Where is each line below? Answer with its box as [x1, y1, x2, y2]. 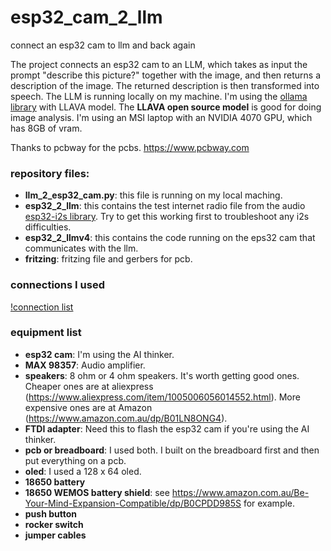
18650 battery [24, 476, 86, 488]
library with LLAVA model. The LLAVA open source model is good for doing [10, 101, 322, 113]
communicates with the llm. [24, 242, 139, 255]
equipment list [10, 326, 82, 340]
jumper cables [24, 529, 87, 541]
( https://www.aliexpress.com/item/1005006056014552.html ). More [24, 391, 301, 403]
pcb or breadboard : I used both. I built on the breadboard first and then [24, 444, 320, 456]
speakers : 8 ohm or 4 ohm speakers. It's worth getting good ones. [24, 369, 300, 381]
